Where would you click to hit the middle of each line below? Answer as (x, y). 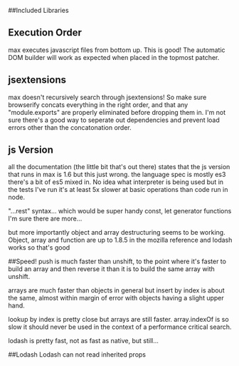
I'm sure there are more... (45, 219)
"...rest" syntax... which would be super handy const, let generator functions (120, 211)
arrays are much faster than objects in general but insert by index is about (116, 290)
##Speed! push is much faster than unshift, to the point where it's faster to (117, 261)
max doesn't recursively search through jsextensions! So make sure (107, 97)
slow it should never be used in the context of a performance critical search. (120, 327)
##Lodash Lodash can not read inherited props (77, 355)
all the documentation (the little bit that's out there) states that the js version (119, 167)
